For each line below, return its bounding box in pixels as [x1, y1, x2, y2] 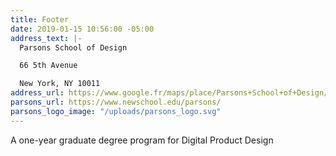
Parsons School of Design [19, 42, 128, 53]
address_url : [10, 88, 65, 98]
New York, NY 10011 [19, 79, 101, 89]
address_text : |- [10, 33, 83, 43]
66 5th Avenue [19, 61, 78, 71]
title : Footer [10, 14, 70, 25]
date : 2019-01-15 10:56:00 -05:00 [10, 24, 155, 34]
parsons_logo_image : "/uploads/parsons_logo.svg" [10, 106, 222, 116]
